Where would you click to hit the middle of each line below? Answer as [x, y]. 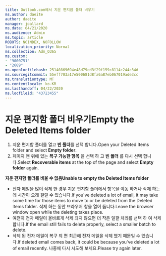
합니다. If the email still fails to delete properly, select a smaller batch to [84, 224]
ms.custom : [16, 56]
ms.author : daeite [24, 14]
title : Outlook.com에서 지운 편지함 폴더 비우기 [50, 10]
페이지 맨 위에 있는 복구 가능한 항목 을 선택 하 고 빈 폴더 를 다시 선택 [77, 156]
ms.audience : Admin [25, 33]
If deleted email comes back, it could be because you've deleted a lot [88, 242]
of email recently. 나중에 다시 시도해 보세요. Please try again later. [77, 248]
